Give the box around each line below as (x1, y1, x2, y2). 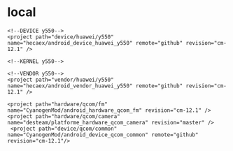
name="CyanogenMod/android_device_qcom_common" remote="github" (7, 131, 199, 138)
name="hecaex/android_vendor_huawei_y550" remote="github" (7, 82, 183, 89)
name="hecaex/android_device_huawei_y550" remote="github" (7, 39, 183, 46)
